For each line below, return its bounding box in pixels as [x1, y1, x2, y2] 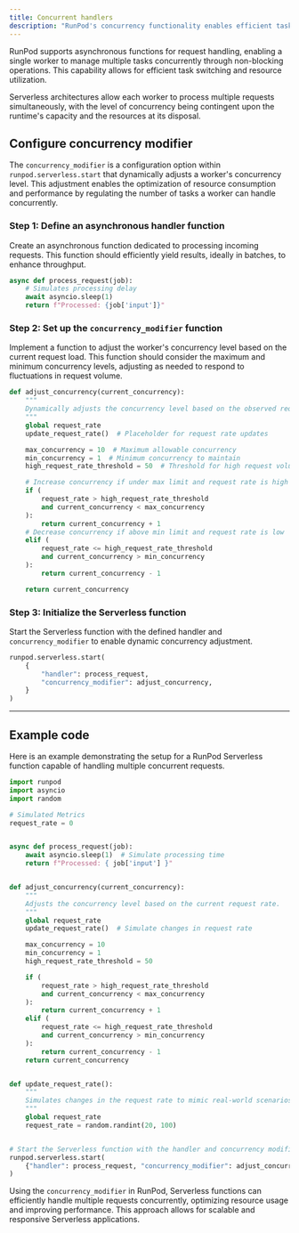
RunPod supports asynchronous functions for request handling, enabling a [9, 45, 283, 56]
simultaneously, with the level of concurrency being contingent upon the [9, 101, 275, 111]
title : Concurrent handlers [9, 12, 114, 22]
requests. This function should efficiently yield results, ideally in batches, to [9, 249, 287, 260]
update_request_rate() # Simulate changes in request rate [25, 924, 253, 933]
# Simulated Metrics [9, 810, 86, 819]
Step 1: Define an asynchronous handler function [9, 220, 225, 232]
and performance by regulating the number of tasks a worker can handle [9, 188, 276, 199]
